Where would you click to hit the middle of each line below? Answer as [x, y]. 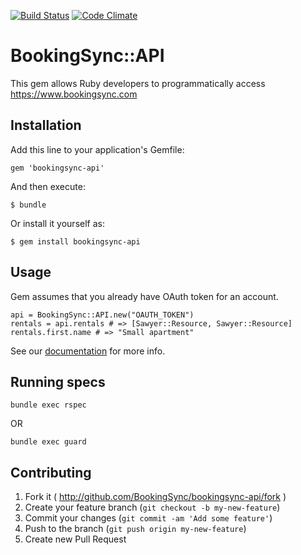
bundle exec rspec [48, 405]
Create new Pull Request [75, 539]
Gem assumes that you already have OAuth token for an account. [144, 296]
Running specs [58, 381]
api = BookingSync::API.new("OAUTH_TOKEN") [102, 315]
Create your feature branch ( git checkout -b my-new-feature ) [152, 507]
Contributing [51, 472]
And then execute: [48, 186]
